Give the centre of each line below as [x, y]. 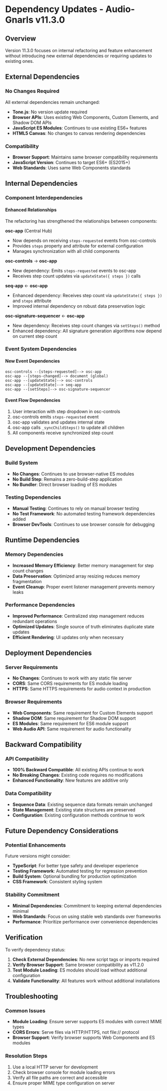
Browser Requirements [34, 702]
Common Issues [25, 1011]
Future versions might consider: [38, 856]
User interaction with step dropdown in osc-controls [66, 411]
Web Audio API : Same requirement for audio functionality [72, 729]
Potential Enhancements [35, 845]
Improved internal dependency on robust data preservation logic [79, 306]
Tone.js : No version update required [50, 112]
